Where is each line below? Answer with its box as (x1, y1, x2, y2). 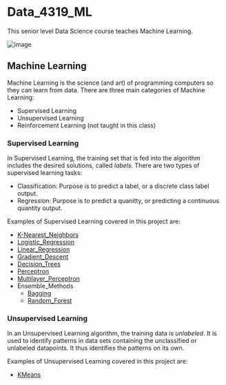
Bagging (27, 289, 52, 298)
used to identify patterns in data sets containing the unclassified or (7, 337, 197, 345)
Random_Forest (27, 297, 72, 305)
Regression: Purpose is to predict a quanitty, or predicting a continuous (17, 197, 220, 205)
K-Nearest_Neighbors (17, 231, 79, 239)
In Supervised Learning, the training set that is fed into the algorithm (7, 154, 201, 163)
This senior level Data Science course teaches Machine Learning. (7, 27, 193, 35)
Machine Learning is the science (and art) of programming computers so (7, 79, 214, 87)
